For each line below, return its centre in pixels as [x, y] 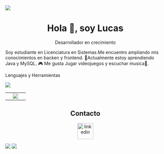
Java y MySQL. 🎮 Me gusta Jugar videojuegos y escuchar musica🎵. [77, 63]
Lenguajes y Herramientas [33, 75]
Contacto [85, 113]
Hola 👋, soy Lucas [85, 28]
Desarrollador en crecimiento [85, 42]
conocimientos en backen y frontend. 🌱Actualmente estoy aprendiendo [80, 58]
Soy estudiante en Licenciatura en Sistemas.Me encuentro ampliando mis [82, 52]
